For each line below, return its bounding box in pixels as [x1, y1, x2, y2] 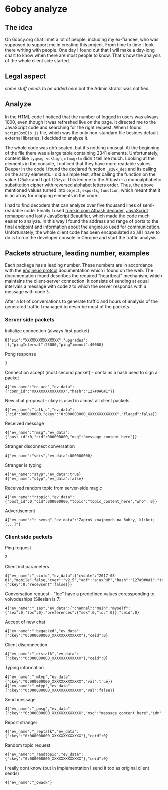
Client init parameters [5, 563, 49, 570]
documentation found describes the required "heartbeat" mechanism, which [5, 273, 162, 279]
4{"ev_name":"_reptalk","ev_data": [5, 729, 79, 734]
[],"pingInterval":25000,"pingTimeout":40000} [5, 342, 104, 347]
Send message [5, 697, 36, 703]
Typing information [5, 665, 44, 671]
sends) [5, 770, 19, 776]
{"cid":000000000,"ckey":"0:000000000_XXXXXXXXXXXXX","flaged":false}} [5, 411, 157, 417]
